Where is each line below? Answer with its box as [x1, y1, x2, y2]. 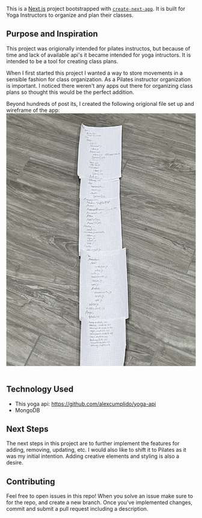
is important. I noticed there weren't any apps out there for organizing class [6, 82, 194, 89]
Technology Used [6, 384, 74, 395]
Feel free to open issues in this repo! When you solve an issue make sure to [6, 493, 194, 500]
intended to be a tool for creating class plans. [6, 57, 118, 65]
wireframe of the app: [6, 106, 60, 114]
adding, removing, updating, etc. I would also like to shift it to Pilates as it [6, 446, 186, 454]
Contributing [6, 476, 55, 487]
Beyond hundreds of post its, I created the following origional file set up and [6, 100, 194, 107]
